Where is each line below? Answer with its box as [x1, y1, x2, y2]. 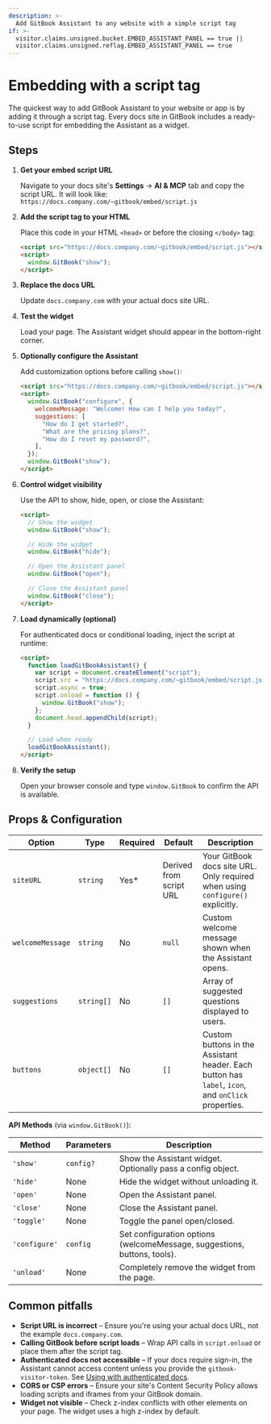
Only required [202, 870, 254, 881]
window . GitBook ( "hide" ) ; [27, 548, 111, 556]
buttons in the [202, 1039, 255, 1050]
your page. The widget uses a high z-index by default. [19, 1406, 201, 1416]
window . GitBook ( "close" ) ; [27, 592, 115, 600]
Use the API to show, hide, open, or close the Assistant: [19, 495, 205, 505]
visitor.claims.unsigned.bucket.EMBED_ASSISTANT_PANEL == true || [15, 34, 244, 43]
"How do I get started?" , [41, 420, 129, 428]
